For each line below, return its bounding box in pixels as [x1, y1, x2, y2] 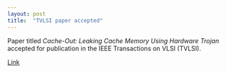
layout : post [7, 10, 46, 18]
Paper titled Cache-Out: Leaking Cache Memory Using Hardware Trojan [7, 36, 220, 45]
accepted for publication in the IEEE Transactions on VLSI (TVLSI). [7, 44, 201, 52]
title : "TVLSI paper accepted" [7, 17, 103, 24]
